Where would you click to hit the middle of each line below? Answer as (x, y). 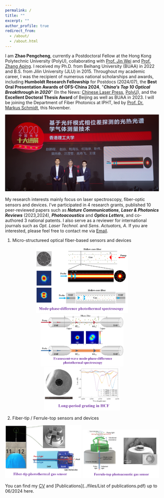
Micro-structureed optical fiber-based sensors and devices (72, 240)
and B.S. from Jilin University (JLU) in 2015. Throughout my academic (75, 71)
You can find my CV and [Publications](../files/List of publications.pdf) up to (81, 486)
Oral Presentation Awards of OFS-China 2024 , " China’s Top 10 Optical (78, 87)
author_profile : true (27, 26)
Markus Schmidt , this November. (38, 108)
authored (14, 220)
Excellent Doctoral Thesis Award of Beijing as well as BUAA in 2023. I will (80, 97)
